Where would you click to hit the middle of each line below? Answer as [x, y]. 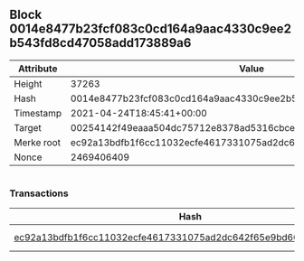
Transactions [39, 193]
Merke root [38, 142]
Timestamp [38, 113]
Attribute [38, 69]
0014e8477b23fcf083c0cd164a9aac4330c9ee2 [151, 29]
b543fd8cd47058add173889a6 [100, 43]
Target [28, 127]
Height [28, 83]
